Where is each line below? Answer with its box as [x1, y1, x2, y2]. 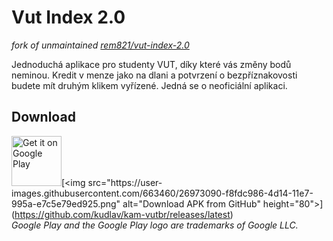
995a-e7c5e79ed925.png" [11, 197, 121, 210]
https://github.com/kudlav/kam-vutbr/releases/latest [14, 208, 231, 220]
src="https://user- [87, 176, 163, 188]
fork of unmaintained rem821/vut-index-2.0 [11, 39, 190, 51]
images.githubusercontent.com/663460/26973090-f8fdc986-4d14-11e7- [11, 187, 314, 199]
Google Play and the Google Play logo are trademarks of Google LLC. [11, 219, 299, 231]
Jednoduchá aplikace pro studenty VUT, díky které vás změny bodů [11, 58, 292, 70]
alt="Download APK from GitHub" [122, 197, 261, 210]
